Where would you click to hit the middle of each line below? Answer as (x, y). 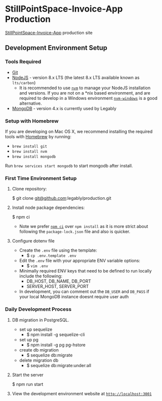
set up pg (29, 339)
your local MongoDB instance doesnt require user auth (74, 297)
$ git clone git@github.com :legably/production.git (62, 198)
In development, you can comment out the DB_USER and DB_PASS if (84, 291)
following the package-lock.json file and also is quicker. (75, 232)
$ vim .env (37, 266)
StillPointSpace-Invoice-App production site (49, 32)
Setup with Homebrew (32, 121)
